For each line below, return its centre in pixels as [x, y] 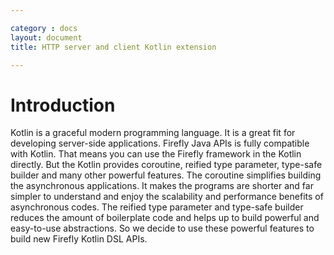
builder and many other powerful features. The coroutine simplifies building [166, 175]
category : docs [44, 28]
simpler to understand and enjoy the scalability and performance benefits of [167, 197]
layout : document [46, 37]
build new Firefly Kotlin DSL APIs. [79, 239]
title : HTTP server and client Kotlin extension [113, 47]
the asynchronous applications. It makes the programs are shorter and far [162, 186]
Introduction [63, 105]
